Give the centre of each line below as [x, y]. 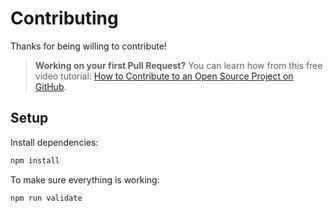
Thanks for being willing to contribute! [88, 46]
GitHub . [50, 86]
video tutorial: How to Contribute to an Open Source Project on [164, 76]
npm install [35, 160]
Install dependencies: [54, 142]
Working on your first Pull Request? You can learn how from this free [178, 65]
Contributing [64, 18]
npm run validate [46, 198]
